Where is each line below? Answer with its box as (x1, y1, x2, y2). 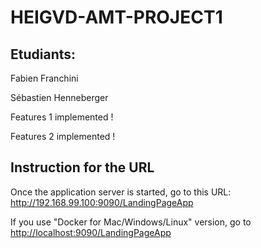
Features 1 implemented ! (10, 111, 114, 123)
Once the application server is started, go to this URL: (10, 186, 232, 198)
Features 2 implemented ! (10, 131, 116, 142)
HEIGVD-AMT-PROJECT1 (10, 6, 223, 29)
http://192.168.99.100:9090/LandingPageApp (10, 196, 194, 208)
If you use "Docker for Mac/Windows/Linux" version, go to (10, 216, 252, 228)
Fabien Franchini (10, 72, 79, 84)
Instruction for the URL (10, 159, 155, 176)
